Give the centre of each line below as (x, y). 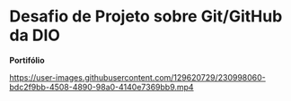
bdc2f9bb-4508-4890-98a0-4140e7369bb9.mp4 (102, 87)
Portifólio (27, 60)
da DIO (35, 35)
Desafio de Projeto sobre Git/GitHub (146, 17)
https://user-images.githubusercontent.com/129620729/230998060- (138, 77)
